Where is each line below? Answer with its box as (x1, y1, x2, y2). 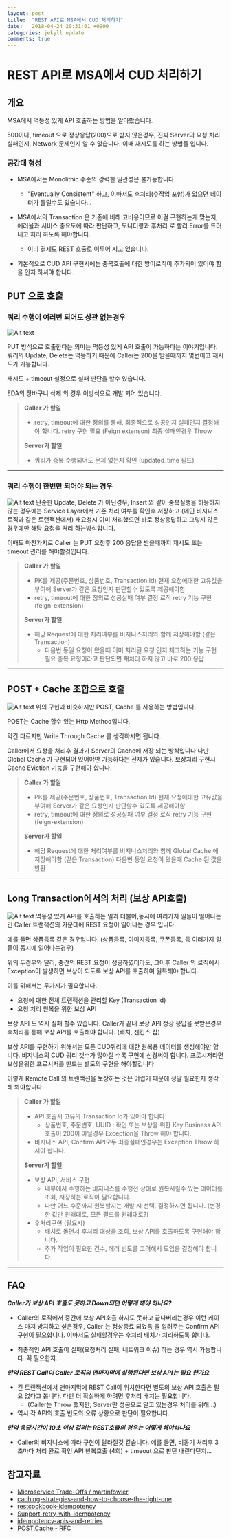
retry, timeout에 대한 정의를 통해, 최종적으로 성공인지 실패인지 (34, 419, 201, 427)
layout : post (7, 10, 45, 17)
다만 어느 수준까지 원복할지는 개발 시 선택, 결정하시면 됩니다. (44, 1202, 206, 1210)
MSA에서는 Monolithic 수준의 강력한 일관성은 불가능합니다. (16, 175, 177, 184)
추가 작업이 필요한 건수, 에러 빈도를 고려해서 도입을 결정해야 (44, 1245, 204, 1253)
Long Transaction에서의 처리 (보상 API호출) (7, 892, 187, 904)
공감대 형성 (7, 159, 42, 168)
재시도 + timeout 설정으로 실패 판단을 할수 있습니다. (7, 375, 146, 383)
